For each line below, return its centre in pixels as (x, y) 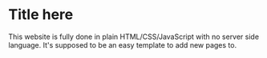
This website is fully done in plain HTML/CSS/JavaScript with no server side (133, 37)
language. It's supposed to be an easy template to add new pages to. (123, 44)
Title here (41, 15)
